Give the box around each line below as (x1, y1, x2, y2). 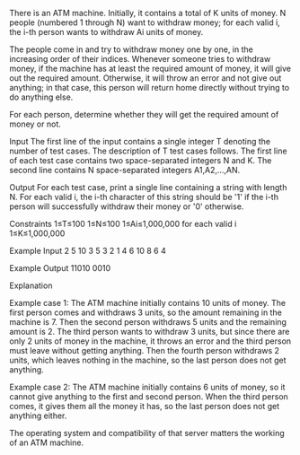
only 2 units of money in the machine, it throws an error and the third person (9, 336, 292, 346)
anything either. (9, 410, 67, 421)
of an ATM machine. (9, 437, 84, 448)
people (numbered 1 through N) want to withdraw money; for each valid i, (9, 17, 280, 28)
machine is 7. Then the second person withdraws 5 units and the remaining (9, 317, 287, 327)
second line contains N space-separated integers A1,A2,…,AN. (9, 165, 241, 175)
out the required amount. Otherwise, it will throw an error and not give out (9, 73, 282, 83)
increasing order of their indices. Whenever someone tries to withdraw (9, 54, 271, 64)
